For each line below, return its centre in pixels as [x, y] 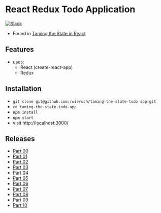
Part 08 [21, 195]
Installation [23, 89]
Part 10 [20, 205]
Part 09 [21, 200]
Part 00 [21, 151]
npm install [25, 112]
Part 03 [21, 168]
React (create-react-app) [46, 67]
